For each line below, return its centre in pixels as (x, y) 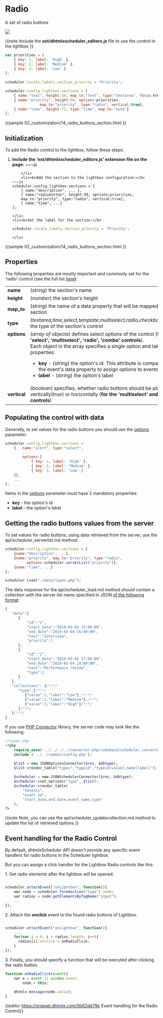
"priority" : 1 (40, 641)
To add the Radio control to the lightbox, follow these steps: (65, 150)
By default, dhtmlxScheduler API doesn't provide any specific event (73, 850)
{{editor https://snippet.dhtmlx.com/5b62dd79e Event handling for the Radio (81, 1006)
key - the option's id (32, 503)
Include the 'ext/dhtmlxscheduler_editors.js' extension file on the (79, 160)
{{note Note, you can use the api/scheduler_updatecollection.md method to (81, 818)
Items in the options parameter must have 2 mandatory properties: (71, 493)
